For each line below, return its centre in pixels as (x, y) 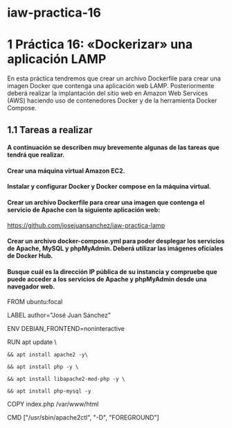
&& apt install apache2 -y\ (48, 355)
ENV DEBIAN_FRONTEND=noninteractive (66, 329)
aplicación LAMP (57, 59)
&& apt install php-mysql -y (49, 391)
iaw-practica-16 (54, 13)
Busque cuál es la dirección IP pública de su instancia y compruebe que (112, 271)
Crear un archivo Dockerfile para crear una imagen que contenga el (106, 202)
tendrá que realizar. (36, 155)
